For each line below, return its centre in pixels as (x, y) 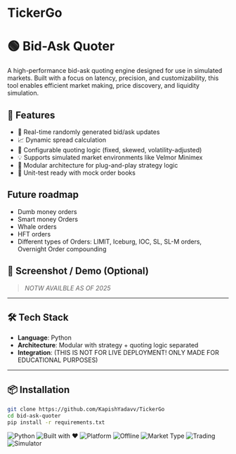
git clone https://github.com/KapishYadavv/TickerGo (86, 409)
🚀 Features (31, 115)
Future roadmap (43, 195)
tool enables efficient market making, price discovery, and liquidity (104, 86)
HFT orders (34, 234)
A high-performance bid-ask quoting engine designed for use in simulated (115, 71)
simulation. (23, 93)
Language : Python (44, 338)
